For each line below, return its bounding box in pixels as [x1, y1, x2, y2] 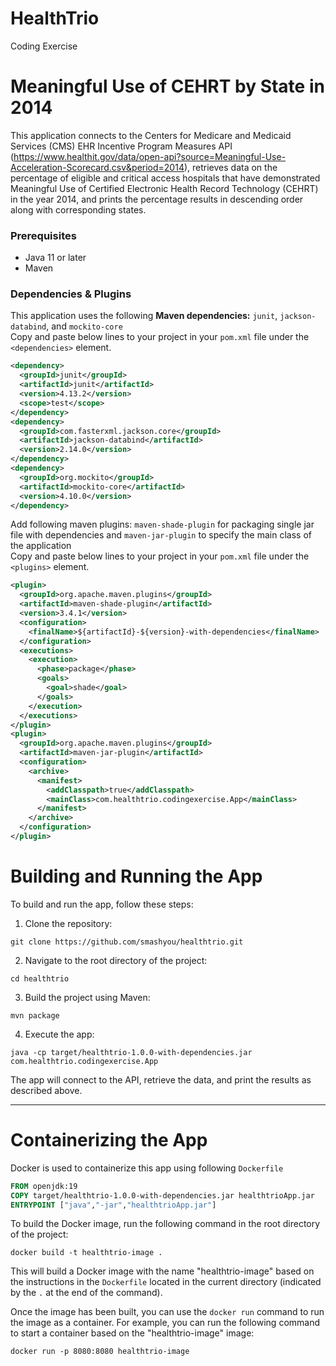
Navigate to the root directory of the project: [24, 954, 208, 966]
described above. [10, 1084, 83, 1096]
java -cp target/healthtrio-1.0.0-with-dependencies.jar [10, 1047, 253, 1057]
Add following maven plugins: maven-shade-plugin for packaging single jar [10, 518, 315, 531]
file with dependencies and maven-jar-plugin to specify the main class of [10, 529, 312, 541]
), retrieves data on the [183, 161, 278, 173]
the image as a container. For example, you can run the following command [10, 1317, 321, 1329]
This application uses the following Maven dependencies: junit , [10, 310, 278, 322]
